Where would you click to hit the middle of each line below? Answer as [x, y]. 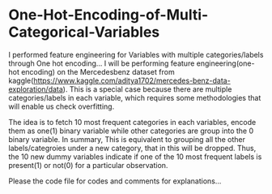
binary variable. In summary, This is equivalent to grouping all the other [127, 139]
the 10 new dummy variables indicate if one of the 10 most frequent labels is [135, 157]
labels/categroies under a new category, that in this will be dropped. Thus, [132, 148]
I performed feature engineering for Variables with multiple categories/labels [136, 54]
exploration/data [36, 89]
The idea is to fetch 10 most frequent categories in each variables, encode [132, 122]
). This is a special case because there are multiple [147, 89]
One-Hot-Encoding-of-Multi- [108, 15]
